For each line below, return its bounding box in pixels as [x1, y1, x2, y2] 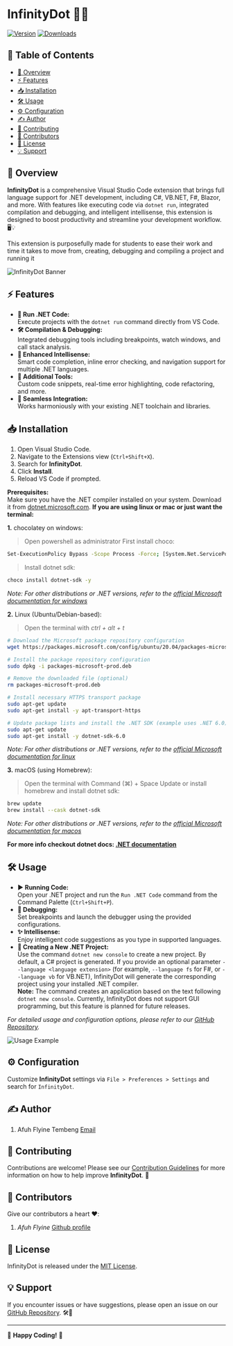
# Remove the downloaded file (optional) [7, 675, 129, 682]
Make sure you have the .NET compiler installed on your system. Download [7, 495, 222, 504]
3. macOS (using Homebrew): [7, 766, 92, 774]
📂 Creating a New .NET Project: [17, 943, 109, 951]
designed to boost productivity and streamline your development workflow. [7, 215, 222, 223]
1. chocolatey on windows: [7, 524, 83, 532]
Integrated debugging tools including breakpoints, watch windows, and [17, 335, 221, 344]
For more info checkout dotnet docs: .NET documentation [7, 840, 177, 849]
